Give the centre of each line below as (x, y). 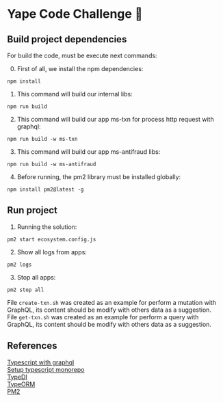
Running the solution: (47, 227)
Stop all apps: (36, 277)
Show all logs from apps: (52, 252)
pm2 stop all (26, 290)
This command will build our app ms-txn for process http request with (115, 119)
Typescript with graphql (41, 362)
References (32, 346)
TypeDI (17, 377)
